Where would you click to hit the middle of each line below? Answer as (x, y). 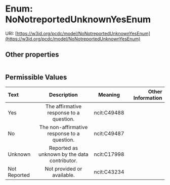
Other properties (32, 55)
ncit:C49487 (109, 133)
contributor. (63, 160)
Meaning (109, 95)
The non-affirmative (63, 127)
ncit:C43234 (109, 172)
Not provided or (63, 168)
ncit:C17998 (109, 154)
